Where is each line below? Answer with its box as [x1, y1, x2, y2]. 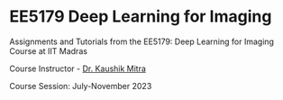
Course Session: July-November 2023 [9, 80, 152, 91]
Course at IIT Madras [9, 45, 88, 56]
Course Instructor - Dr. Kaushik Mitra [9, 63, 147, 74]
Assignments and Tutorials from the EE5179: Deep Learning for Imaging [9, 36, 275, 47]
